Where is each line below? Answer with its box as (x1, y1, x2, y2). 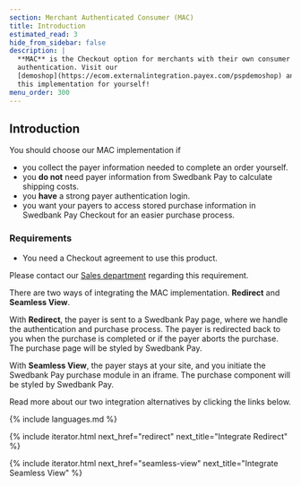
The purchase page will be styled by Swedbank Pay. (9, 342, 203, 354)
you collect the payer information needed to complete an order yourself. (21, 162, 288, 173)
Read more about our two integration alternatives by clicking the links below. (9, 396, 291, 407)
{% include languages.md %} (9, 414, 118, 424)
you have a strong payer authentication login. (21, 191, 191, 201)
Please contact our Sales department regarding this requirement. (9, 269, 249, 280)
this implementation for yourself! (17, 80, 150, 89)
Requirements (9, 232, 73, 244)
